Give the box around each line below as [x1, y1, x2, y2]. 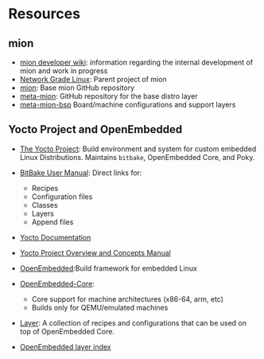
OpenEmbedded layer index [19, 341, 111, 351]
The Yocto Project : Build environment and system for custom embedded [19, 144, 257, 154]
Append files [31, 217, 74, 227]
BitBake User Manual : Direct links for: [19, 168, 142, 178]
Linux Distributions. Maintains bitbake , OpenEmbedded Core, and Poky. [19, 152, 255, 162]
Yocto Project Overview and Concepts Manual [19, 248, 171, 257]
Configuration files [31, 192, 93, 201]
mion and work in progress [19, 66, 108, 76]
